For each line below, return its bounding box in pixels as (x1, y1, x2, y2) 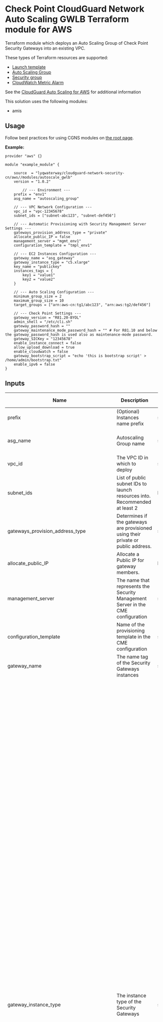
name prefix (116, 420, 144, 427)
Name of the (116, 621, 145, 628)
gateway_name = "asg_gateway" (14, 255, 75, 260)
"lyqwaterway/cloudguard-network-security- (35, 170, 125, 175)
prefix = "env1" (14, 192, 47, 197)
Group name (116, 440, 145, 447)
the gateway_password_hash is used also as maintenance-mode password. (5, 332, 153, 337)
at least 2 (116, 504, 138, 511)
